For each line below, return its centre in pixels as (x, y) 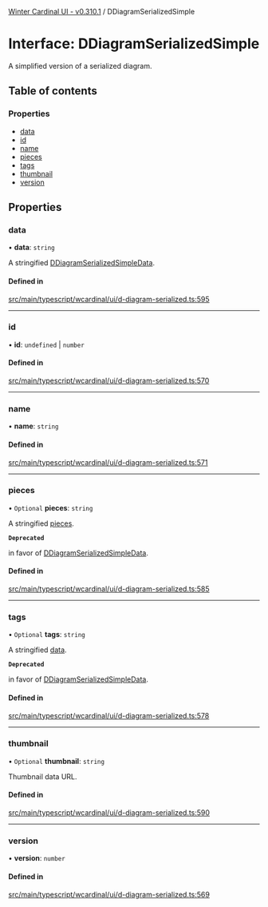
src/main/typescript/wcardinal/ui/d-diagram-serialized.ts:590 (109, 813)
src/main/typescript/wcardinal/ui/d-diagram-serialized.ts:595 (109, 299)
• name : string (33, 426)
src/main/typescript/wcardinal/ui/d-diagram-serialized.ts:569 (109, 894)
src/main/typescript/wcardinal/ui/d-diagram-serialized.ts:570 (109, 381)
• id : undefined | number (47, 344)
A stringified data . (37, 650)
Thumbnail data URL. (43, 776)
